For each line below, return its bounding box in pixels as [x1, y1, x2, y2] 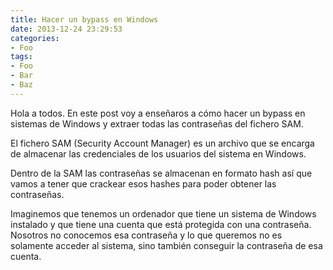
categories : [10, 33, 60, 43]
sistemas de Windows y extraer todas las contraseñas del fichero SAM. [10, 117, 304, 130]
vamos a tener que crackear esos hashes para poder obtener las [10, 177, 277, 190]
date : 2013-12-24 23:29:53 [10, 24, 123, 34]
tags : [10, 52, 33, 62]
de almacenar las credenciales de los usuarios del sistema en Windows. [10, 147, 307, 160]
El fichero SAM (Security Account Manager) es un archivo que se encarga [10, 137, 315, 149]
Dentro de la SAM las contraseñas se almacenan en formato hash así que [10, 167, 313, 179]
